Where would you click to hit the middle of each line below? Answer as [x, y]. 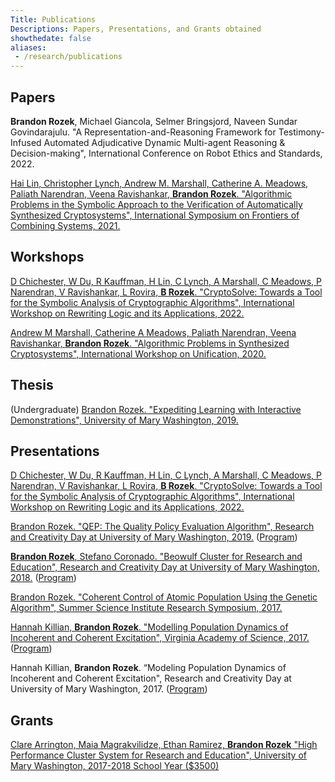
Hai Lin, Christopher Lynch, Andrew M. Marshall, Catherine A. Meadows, [159, 183]
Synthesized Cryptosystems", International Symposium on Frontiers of [155, 215]
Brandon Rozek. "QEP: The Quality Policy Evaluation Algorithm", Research [162, 527]
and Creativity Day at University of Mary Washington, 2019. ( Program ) [154, 537]
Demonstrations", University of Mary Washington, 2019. [124, 420]
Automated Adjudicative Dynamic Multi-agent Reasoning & [164, 142]
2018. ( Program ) [43, 578]
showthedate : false [51, 38]
